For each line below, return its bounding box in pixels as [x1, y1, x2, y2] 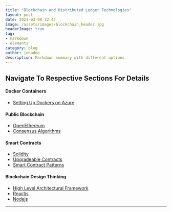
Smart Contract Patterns [12, 162, 64, 168]
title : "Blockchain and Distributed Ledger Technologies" [5, 7, 132, 13]
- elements [5, 41, 29, 46]
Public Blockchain [5, 111, 45, 117]
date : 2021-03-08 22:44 [5, 17, 56, 22]
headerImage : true [5, 27, 45, 32]
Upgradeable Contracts [12, 156, 62, 162]
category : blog [5, 45, 38, 51]
